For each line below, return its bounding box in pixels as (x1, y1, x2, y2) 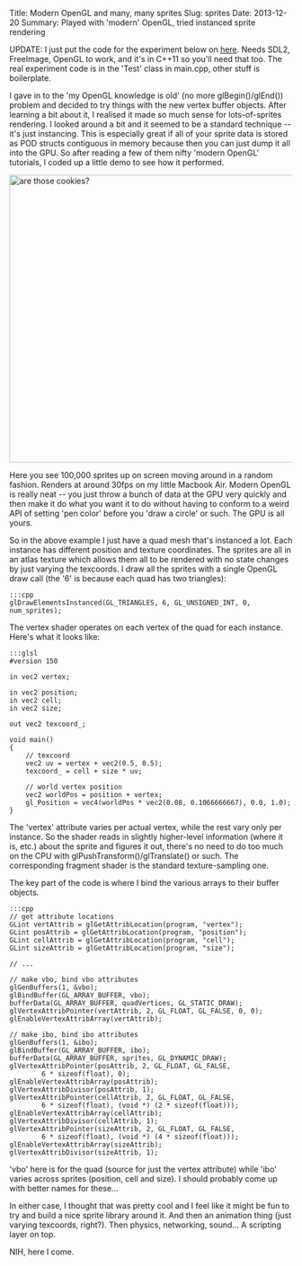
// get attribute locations (9, 912, 115, 921)
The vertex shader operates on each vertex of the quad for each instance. (9, 622, 283, 633)
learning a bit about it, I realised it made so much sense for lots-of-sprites (9, 110, 282, 120)
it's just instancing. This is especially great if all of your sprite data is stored (9, 128, 289, 138)
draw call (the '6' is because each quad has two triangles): (9, 573, 226, 583)
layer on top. (9, 1229, 57, 1239)
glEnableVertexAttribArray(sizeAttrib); (9, 1140, 164, 1149)
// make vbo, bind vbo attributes (9, 975, 139, 984)
